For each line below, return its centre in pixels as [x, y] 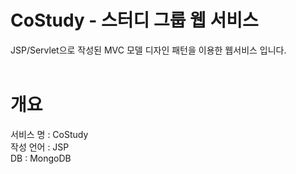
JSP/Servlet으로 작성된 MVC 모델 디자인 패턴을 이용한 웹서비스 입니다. [148, 50]
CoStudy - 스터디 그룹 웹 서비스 [134, 20]
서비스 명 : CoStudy [49, 134]
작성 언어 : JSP [40, 147]
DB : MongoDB [41, 158]
